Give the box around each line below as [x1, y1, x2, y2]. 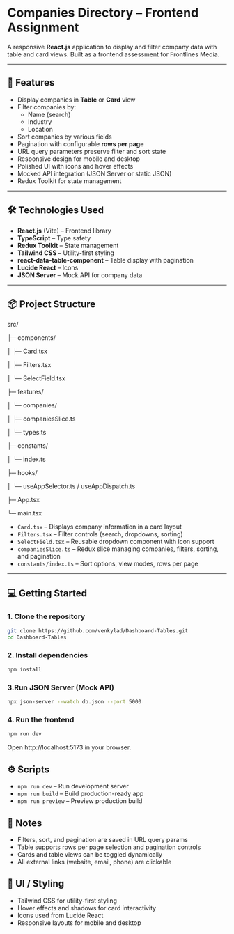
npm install [7, 667, 42, 674]
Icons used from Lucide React [17, 911, 104, 919]
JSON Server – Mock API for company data [17, 270, 143, 279]
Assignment [7, 20, 79, 36]
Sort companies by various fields [17, 132, 113, 141]
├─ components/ [7, 334, 56, 342]
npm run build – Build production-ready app [17, 789, 144, 798]
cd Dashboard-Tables [7, 634, 68, 641]
